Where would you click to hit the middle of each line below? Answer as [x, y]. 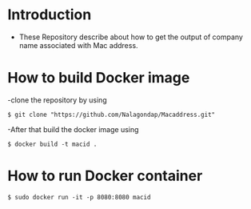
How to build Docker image [99, 78]
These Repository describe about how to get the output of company [131, 37]
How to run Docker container [105, 176]
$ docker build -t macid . [52, 144]
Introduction [50, 15]
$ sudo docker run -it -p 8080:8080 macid [79, 197]
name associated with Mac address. [78, 45]
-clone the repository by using [57, 100]
